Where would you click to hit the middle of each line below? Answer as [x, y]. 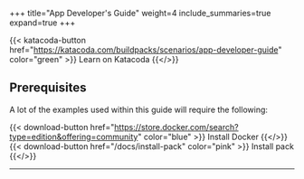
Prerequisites [48, 88]
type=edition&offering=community [74, 137]
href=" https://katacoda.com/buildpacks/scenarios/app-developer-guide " [146, 50]
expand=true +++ [43, 23]
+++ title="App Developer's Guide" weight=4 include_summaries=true [140, 13]
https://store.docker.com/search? [176, 127]
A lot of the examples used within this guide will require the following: [139, 109]
